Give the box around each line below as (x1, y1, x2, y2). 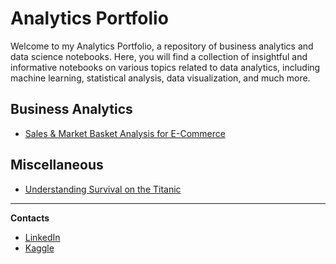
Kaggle (24, 242, 55, 254)
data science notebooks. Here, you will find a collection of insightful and (10, 50, 308, 62)
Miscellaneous (10, 157, 104, 174)
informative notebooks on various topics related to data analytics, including (10, 61, 321, 73)
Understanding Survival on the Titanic (24, 183, 182, 195)
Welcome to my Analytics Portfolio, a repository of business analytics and (10, 40, 314, 52)
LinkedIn (24, 231, 61, 243)
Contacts (10, 212, 50, 224)
